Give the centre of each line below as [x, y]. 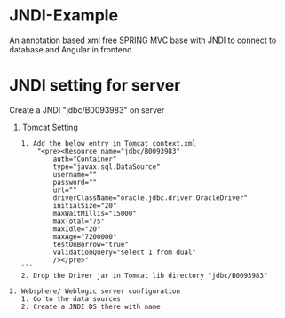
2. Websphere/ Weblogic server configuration [95, 291]
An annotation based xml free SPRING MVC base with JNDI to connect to [143, 40]
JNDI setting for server [95, 86]
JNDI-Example [63, 16]
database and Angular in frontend [71, 49]
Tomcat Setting [50, 127]
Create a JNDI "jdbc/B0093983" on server [87, 110]
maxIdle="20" [77, 229]
